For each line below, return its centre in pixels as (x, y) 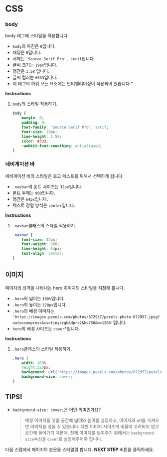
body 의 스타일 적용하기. (35, 104)
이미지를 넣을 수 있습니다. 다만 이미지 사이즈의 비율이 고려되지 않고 (95, 426)
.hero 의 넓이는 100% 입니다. (38, 298)
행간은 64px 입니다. (30, 199)
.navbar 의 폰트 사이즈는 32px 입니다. (47, 186)
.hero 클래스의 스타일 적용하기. (42, 349)
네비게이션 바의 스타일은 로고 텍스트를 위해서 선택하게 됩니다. (64, 176)
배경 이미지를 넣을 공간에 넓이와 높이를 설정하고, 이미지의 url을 (85, 420)
